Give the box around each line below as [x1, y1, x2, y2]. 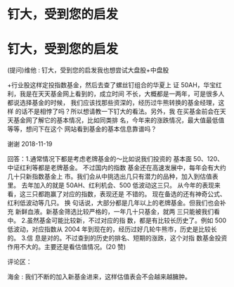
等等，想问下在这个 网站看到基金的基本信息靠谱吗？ [7, 125, 157, 134]
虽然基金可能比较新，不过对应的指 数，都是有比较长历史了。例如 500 [27, 216, 227, 225]
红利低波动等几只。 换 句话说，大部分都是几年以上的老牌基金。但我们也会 [7, 198, 220, 208]
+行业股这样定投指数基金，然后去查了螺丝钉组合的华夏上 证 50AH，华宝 [7, 81, 216, 89]
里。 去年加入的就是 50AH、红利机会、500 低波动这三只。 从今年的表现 [7, 181, 214, 190]
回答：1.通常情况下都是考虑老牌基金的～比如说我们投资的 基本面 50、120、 [7, 155, 223, 163]
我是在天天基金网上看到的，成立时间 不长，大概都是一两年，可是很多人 [19, 89, 225, 98]
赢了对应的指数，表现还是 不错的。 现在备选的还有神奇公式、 [50, 190, 226, 198]
